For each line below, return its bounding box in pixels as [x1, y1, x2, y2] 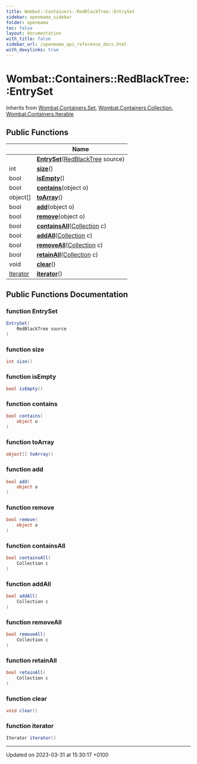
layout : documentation [6, 31, 62, 36]
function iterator [6, 722, 54, 730]
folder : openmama [6, 19, 49, 25]
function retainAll [6, 656, 57, 665]
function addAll [6, 580, 52, 588]
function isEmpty [6, 372, 56, 381]
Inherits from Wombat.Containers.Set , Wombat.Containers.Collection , [6, 104, 174, 111]
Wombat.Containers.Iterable [6, 110, 74, 118]
